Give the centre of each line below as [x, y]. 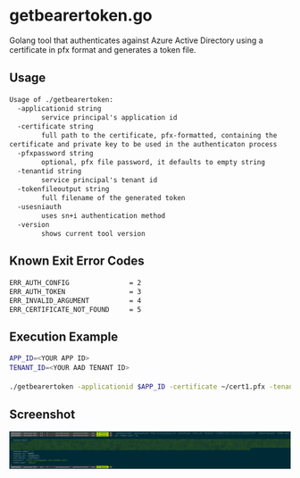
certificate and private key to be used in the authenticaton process [143, 144]
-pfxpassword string [55, 153]
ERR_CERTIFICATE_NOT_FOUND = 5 [75, 309]
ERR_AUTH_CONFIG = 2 [75, 282]
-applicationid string [59, 108]
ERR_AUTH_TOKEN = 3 [75, 291]
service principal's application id [109, 117]
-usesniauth [40, 206]
